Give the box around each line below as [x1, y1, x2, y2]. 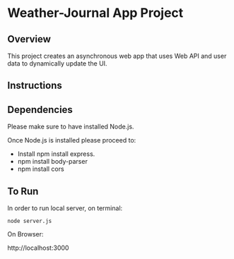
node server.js [7, 217, 52, 225]
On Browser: [7, 230, 44, 239]
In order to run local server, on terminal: [7, 204, 123, 212]
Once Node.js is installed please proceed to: [7, 136, 136, 145]
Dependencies [7, 104, 73, 116]
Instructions [7, 80, 62, 92]
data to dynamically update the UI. [7, 59, 107, 68]
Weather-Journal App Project [7, 5, 184, 21]
